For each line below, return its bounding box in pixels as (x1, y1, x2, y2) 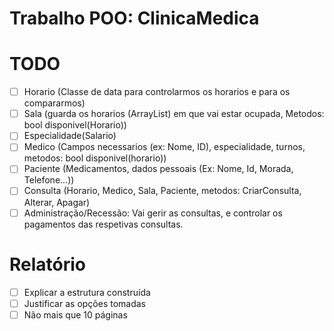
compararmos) (23, 97, 86, 109)
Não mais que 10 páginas (23, 308, 128, 321)
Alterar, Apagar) (23, 196, 91, 208)
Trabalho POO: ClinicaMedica (9, 7, 260, 30)
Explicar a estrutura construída (23, 286, 151, 298)
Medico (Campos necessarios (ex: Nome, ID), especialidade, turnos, (23, 141, 306, 153)
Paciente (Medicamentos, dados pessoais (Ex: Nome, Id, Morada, (23, 163, 294, 175)
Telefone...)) (23, 174, 75, 186)
